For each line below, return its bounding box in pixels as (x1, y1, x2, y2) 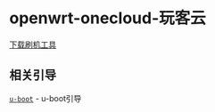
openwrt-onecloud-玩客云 (9, 8, 207, 28)
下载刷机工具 (9, 39, 56, 50)
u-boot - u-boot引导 (9, 92, 82, 103)
